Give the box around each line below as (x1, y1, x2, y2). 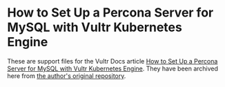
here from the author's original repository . (7, 71, 126, 80)
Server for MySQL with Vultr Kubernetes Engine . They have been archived (7, 64, 219, 72)
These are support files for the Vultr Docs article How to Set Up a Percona (7, 57, 218, 65)
